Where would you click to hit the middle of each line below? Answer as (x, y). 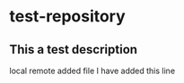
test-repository (67, 17)
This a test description (73, 50)
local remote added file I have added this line (92, 71)
